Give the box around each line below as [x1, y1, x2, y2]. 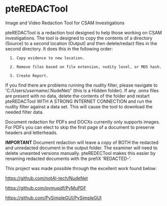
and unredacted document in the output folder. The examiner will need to [5, 145, 158, 151]
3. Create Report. [10, 73, 49, 78]
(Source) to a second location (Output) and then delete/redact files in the [5, 40, 157, 46]
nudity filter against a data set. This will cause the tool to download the [5, 103, 153, 109]
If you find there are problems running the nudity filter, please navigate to [5, 82, 158, 88]
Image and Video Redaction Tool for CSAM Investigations [5, 20, 125, 26]
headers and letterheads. [5, 130, 58, 136]
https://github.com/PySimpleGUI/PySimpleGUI [5, 194, 102, 200]
